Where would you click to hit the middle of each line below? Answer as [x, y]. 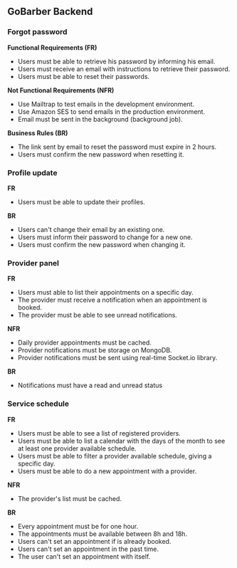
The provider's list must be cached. [70, 498]
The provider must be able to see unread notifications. [98, 315]
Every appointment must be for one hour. [78, 526]
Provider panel [33, 263]
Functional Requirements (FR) [52, 47]
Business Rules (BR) [38, 133]
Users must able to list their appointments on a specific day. [105, 293]
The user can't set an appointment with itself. [84, 556]
